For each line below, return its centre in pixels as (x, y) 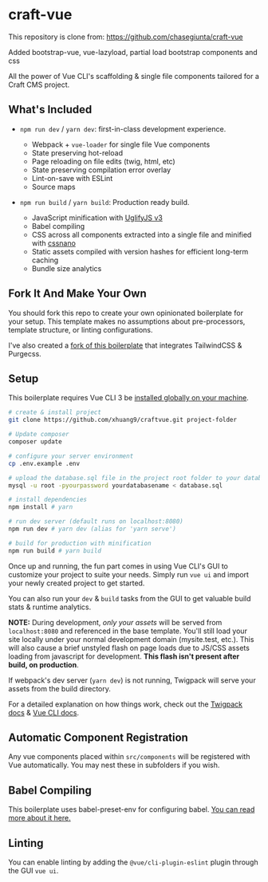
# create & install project (55, 412)
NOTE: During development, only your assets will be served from (115, 622)
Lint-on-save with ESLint (72, 178)
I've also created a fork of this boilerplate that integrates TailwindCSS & (125, 345)
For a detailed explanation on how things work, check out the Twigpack (126, 704)
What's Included (50, 110)
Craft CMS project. (39, 85)
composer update (35, 442)
